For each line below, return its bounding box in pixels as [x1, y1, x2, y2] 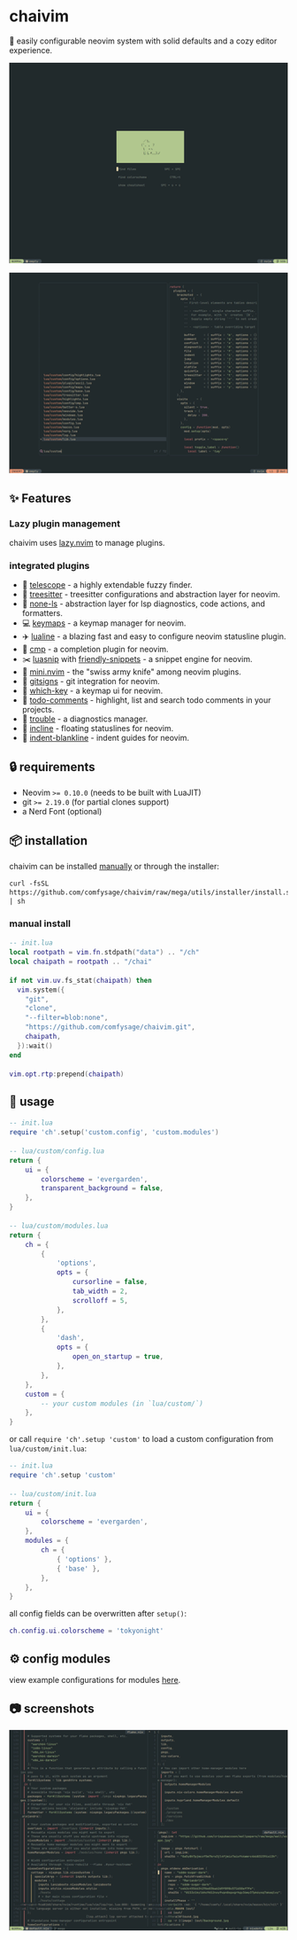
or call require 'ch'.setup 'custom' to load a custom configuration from [9, 1434, 274, 1445]
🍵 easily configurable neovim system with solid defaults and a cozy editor [9, 35, 278, 46]
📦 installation [9, 833, 88, 848]
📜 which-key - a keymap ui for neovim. [21, 685, 164, 697]
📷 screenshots [9, 1702, 95, 1717]
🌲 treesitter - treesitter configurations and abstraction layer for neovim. [21, 589, 280, 600]
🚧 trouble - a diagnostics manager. [21, 713, 148, 724]
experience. [9, 44, 53, 55]
